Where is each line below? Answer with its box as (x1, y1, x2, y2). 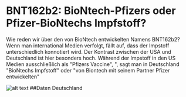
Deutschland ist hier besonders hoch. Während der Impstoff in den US (6, 54, 176, 61)
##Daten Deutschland (29, 84, 83, 91)
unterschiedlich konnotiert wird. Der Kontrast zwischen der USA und (6, 48, 171, 55)
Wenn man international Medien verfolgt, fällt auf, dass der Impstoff (6, 42, 170, 49)
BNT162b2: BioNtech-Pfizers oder (6, 4, 176, 18)
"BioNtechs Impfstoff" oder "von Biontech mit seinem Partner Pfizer (6, 67, 170, 74)
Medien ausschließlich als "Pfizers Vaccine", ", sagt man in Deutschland (6, 60, 180, 68)
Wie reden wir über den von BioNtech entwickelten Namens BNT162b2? (6, 36, 180, 43)
